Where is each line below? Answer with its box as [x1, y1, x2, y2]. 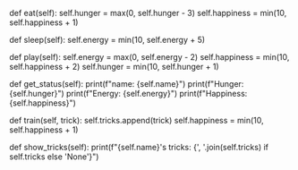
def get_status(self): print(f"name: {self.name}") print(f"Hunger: [9, 79, 244, 89]
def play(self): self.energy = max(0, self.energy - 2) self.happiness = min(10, [9, 52, 290, 62]
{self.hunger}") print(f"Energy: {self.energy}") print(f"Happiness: [9, 89, 248, 98]
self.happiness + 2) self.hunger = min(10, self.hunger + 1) [9, 62, 219, 72]
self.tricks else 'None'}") [9, 151, 99, 162]
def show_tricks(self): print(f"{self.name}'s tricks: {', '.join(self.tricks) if [9, 142, 268, 152]
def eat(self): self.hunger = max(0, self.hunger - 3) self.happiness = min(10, [9, 8, 287, 18]
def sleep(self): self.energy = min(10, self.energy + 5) [9, 35, 206, 45]
